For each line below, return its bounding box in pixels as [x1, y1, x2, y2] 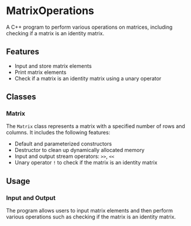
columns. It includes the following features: [6, 129, 110, 136]
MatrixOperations [6, 4, 95, 18]
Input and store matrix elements [14, 62, 92, 69]
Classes [6, 92, 36, 102]
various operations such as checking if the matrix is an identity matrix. [6, 213, 176, 221]
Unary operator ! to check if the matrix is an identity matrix [14, 159, 158, 166]
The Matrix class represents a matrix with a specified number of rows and [6, 123, 185, 130]
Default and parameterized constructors [14, 140, 112, 147]
